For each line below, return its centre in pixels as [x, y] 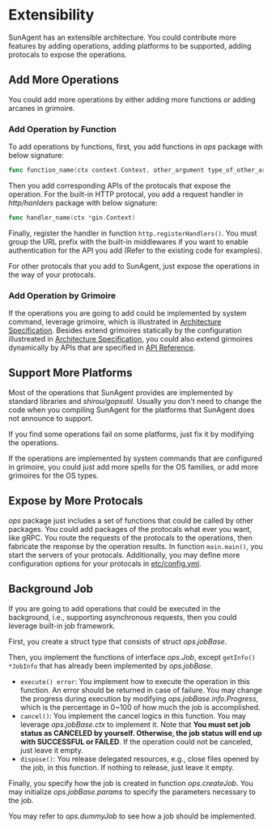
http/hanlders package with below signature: [83, 202]
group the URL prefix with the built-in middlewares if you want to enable [128, 241]
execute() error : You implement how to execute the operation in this [135, 681]
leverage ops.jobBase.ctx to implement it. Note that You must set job [135, 724]
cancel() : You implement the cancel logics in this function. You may [133, 716]
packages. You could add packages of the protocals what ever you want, [130, 529]
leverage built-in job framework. [62, 626]
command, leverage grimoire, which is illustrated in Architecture [115, 322]
